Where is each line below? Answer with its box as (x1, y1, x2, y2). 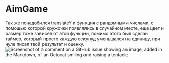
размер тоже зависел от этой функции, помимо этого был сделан (5, 30, 148, 36)
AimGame (5, 3, 48, 15)
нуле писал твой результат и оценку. (5, 41, 85, 47)
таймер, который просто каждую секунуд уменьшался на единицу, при (5, 36, 160, 42)
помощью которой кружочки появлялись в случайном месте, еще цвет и (5, 25, 164, 31)
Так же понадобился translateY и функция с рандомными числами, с (5, 20, 154, 26)
